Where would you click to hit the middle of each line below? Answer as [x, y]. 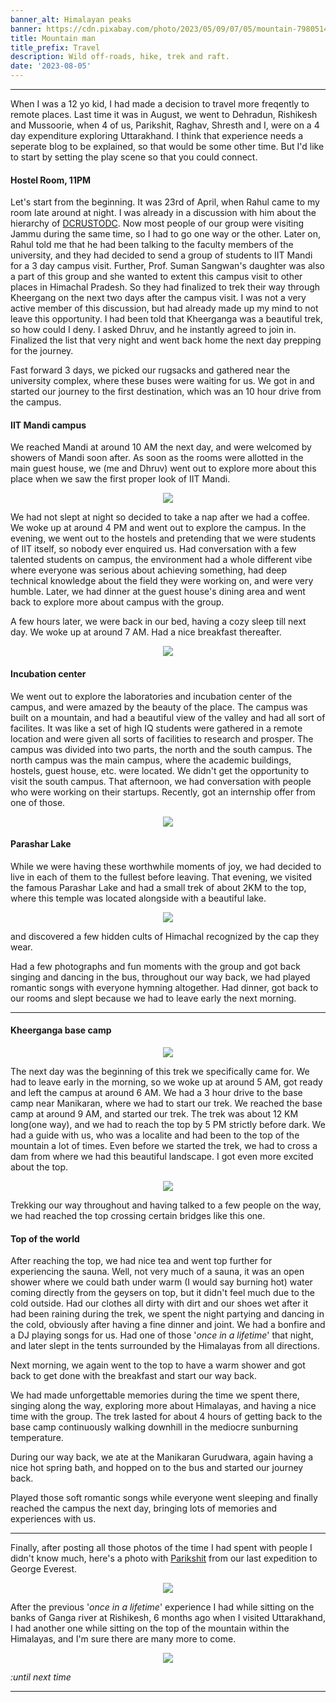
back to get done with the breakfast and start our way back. [133, 1376]
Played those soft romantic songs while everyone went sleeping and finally [164, 1498]
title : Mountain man [53, 38]
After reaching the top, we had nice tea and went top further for [141, 1261]
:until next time [41, 1677]
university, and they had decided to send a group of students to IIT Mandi [161, 255]
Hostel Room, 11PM [51, 180]
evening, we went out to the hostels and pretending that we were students [163, 538]
